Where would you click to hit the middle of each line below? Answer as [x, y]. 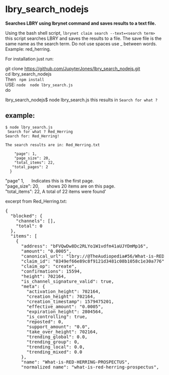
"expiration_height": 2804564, [65, 311]
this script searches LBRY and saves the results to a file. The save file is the [83, 38]
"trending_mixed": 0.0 [54, 352]
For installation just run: [29, 58]
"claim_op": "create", [49, 266]
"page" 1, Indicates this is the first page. [50, 180]
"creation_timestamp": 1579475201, [70, 301]
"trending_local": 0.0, [56, 347]
